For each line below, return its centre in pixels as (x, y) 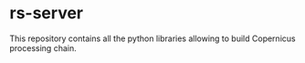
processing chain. (43, 47)
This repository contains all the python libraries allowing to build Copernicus (152, 38)
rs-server (47, 13)
